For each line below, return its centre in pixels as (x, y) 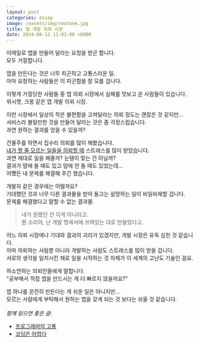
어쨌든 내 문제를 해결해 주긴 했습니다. (50, 173)
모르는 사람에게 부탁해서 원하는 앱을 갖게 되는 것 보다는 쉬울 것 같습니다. (92, 299)
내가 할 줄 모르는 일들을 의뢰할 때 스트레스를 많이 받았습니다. (78, 151)
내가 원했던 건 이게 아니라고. (55, 215)
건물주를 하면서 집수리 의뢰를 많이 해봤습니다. (60, 143)
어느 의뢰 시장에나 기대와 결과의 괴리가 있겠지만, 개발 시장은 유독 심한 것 (92, 235)
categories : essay (30, 18)
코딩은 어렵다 (31, 334)
